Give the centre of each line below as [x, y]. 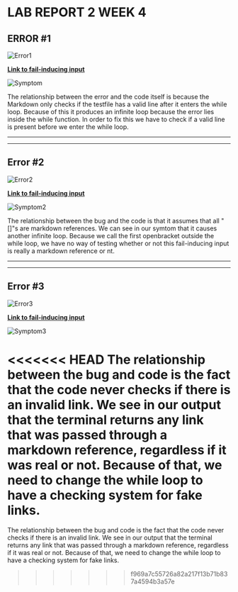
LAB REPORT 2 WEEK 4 [77, 12]
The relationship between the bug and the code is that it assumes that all [113, 220]
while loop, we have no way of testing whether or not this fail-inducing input [118, 243]
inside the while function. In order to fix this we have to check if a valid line [116, 119]
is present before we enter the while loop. [68, 127]
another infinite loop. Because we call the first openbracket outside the [111, 235]
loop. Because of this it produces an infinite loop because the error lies [111, 112]
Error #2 [26, 163]
